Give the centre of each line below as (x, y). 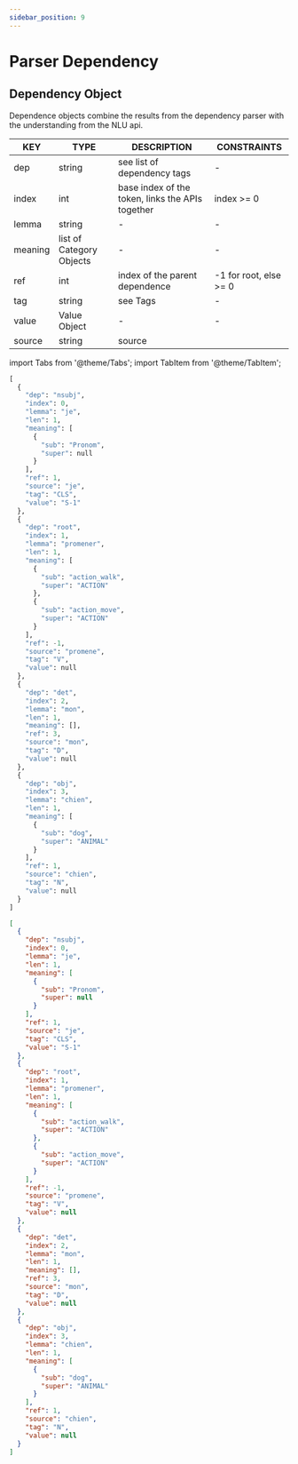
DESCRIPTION (162, 147)
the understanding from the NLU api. (76, 124)
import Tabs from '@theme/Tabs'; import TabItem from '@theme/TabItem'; (145, 362)
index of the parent (158, 274)
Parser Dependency (84, 61)
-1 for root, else (248, 274)
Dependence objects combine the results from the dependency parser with (147, 115)
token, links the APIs (160, 198)
